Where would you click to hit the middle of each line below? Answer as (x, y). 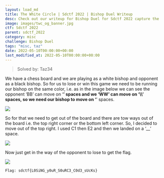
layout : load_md (22, 10)
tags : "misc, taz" (24, 46)
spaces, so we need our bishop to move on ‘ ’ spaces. (60, 100)
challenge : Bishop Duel (29, 42)
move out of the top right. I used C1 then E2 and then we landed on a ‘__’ (78, 128)
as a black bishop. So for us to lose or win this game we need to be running (81, 84)
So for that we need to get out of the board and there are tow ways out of (79, 118)
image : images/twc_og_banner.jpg (39, 23)
